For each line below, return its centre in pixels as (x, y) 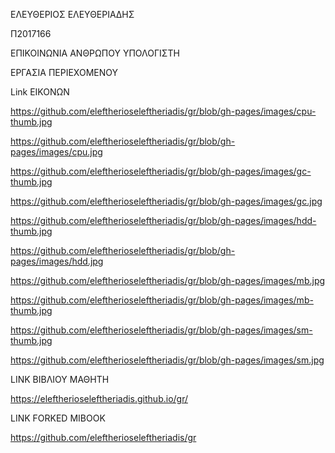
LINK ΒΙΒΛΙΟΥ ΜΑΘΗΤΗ (60, 379)
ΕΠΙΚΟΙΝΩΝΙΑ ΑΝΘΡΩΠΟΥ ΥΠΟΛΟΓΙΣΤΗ (95, 53)
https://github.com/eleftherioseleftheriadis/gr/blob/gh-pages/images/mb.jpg (168, 280)
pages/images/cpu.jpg (56, 152)
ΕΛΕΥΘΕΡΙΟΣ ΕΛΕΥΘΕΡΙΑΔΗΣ (72, 14)
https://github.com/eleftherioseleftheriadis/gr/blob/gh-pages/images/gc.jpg (166, 201)
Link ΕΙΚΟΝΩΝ (40, 92)
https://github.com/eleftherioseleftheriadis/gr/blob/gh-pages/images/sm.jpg (167, 360)
